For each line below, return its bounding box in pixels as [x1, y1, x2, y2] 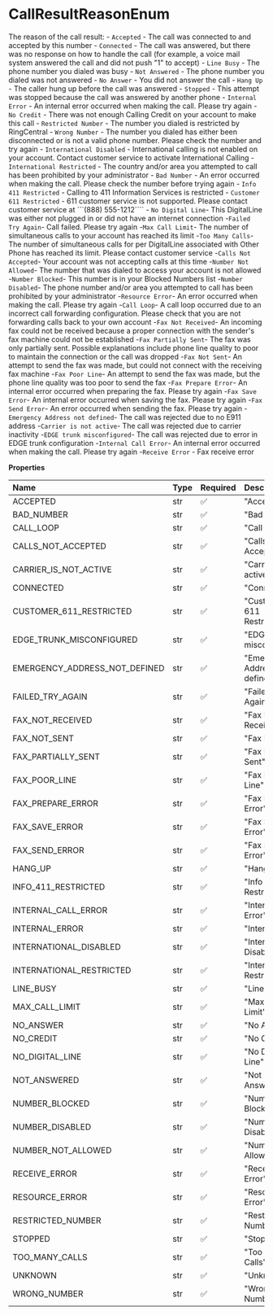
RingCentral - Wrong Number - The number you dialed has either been [8, 127, 238, 137]
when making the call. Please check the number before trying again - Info [8, 178, 257, 188]
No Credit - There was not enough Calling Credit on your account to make [8, 109, 257, 119]
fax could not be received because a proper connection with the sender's [8, 325, 254, 335]
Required [200, 482, 236, 493]
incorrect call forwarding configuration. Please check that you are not [8, 308, 241, 318]
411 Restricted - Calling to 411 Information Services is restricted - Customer [8, 187, 260, 197]
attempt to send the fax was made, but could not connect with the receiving [8, 360, 262, 370]
